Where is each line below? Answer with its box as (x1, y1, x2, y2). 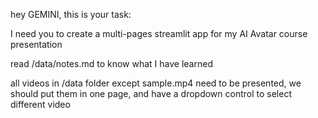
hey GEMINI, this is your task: (10, 9, 132, 20)
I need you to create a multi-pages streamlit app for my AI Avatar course (10, 28, 308, 39)
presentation (10, 39, 63, 50)
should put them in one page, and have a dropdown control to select (10, 88, 292, 99)
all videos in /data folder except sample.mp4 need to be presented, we (10, 77, 302, 89)
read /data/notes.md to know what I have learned (10, 58, 213, 69)
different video (10, 99, 71, 110)
